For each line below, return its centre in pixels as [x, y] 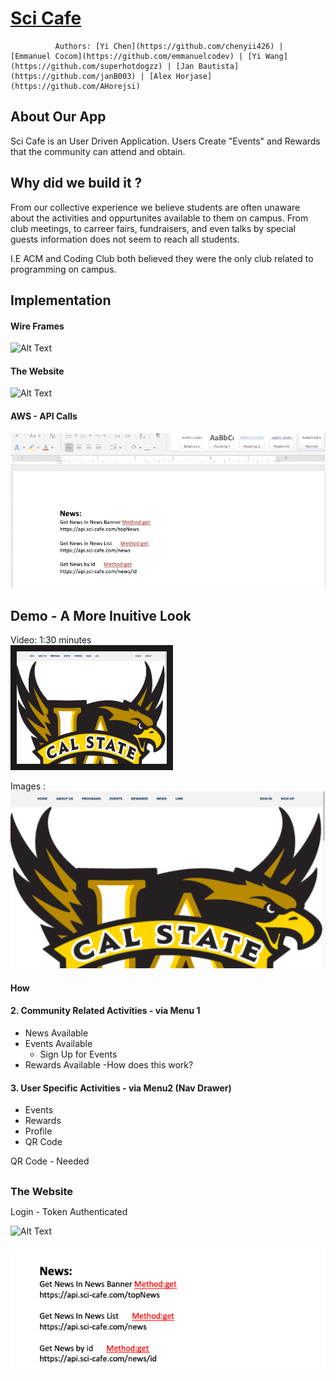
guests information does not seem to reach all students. [125, 239]
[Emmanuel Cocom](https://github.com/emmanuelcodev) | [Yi [136, 56]
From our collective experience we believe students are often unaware [155, 207]
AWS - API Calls [44, 416]
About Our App [58, 117]
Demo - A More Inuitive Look [101, 615]
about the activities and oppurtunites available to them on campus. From [159, 218]
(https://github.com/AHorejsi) [75, 86]
